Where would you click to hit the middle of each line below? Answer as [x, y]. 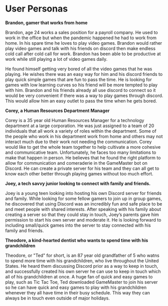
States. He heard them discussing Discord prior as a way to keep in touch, [82, 266]
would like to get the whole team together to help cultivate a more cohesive [83, 147]
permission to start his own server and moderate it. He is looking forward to [83, 220]
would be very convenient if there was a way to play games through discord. [84, 95]
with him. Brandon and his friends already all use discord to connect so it [80, 90]
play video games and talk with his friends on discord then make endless [80, 48]
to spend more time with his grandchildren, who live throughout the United [82, 261]
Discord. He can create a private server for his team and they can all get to [82, 168]
